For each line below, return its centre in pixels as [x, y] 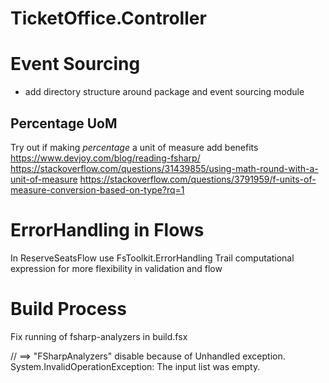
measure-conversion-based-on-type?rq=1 [97, 189]
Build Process [68, 309]
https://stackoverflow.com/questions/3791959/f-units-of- [198, 179]
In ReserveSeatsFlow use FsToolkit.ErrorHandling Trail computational [152, 258]
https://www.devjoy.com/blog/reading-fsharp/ [105, 158]
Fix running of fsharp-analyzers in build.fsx [99, 336]
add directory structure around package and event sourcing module [164, 92]
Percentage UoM [64, 123]
